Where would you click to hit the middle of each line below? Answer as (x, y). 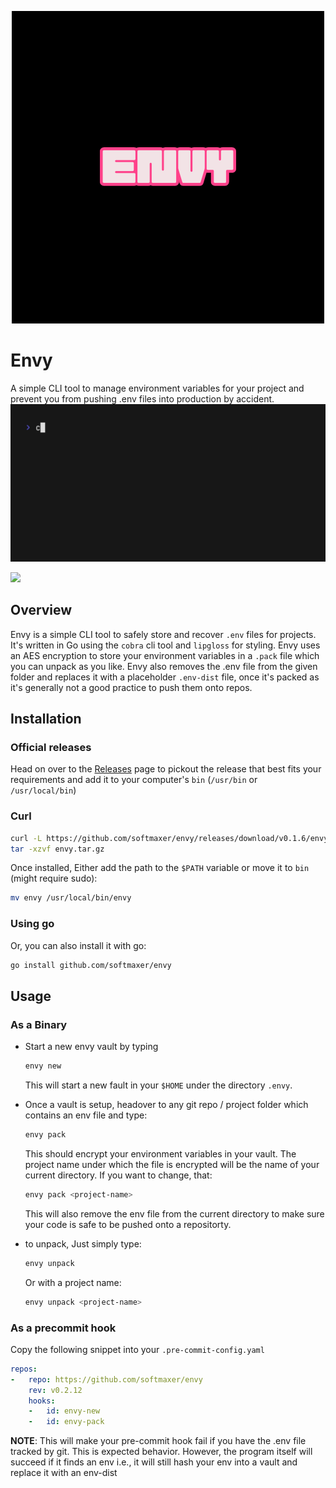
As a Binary (39, 1024)
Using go (32, 924)
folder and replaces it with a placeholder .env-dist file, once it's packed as (165, 677)
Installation (46, 719)
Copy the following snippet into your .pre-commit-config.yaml (137, 1349)
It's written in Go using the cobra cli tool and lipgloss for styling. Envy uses (165, 645)
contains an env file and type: (86, 1115)
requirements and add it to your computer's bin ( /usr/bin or (134, 780)
